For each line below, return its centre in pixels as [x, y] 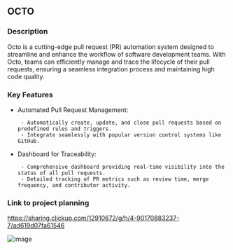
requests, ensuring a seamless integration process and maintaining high [111, 69]
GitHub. [28, 141]
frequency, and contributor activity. [74, 185]
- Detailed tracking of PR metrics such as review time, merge [115, 179]
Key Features [30, 95]
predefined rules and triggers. [64, 129]
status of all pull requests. [62, 173]
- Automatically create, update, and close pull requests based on [121, 123]
